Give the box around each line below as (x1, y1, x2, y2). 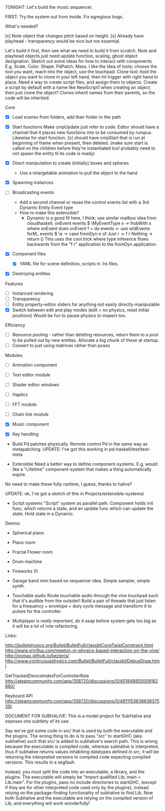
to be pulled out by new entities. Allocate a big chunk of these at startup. (12, 337, 160, 343)
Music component (12, 421, 49, 427)
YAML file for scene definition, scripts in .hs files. (19, 261, 119, 267)
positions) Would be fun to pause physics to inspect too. (12, 312, 127, 318)
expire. (12, 472, 27, 478)
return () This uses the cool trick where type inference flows (27, 236, 149, 242)
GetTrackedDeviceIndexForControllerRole (5, 673, 89, 679)
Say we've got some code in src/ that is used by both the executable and (5, 728, 153, 734)
